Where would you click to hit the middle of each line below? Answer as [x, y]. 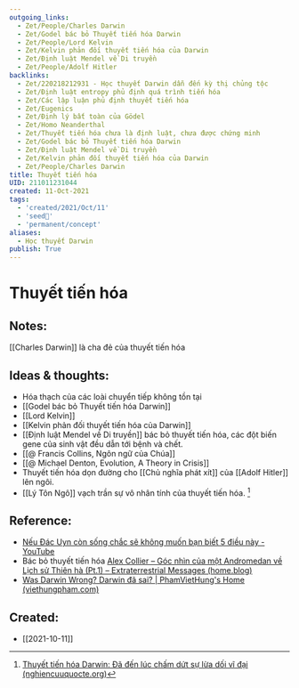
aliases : [25, 232]
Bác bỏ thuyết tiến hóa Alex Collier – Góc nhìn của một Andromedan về [152, 561]
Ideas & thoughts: [59, 375]
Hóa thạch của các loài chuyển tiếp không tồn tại [112, 396]
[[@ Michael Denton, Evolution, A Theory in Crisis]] [116, 463]
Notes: [28, 326]
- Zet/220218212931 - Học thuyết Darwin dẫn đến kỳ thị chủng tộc [143, 84]
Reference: [40, 520]
